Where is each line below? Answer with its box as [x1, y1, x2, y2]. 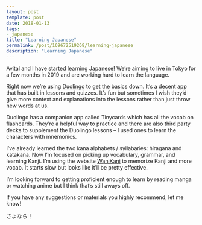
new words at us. [6, 102, 49, 109]
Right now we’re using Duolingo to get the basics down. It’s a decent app [6, 83, 187, 90]
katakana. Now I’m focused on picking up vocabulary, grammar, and [6, 151, 175, 158]
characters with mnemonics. [6, 133, 77, 140]
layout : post [6, 8, 39, 15]
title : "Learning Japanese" [6, 37, 77, 43]
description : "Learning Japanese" [6, 48, 93, 54]
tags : [6, 25, 20, 32]
